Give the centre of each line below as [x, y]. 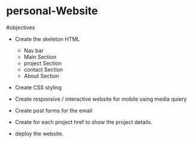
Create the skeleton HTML [47, 39]
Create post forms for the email [54, 110]
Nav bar [34, 50]
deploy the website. [39, 133]
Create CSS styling [38, 87]
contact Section [43, 69]
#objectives [21, 27]
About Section [41, 76]
